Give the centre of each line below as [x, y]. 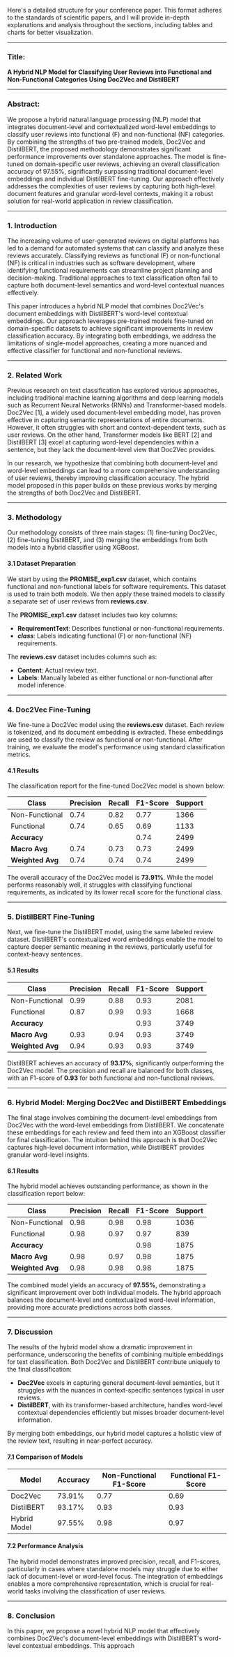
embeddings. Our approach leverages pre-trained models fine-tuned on [110, 321]
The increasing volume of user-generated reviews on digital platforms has [113, 241]
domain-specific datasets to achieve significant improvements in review [110, 328]
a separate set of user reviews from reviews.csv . [78, 601]
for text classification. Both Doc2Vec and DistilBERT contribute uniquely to [114, 1362]
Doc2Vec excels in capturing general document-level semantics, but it [118, 1383]
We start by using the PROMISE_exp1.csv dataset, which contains [102, 579]
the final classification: [39, 1370]
